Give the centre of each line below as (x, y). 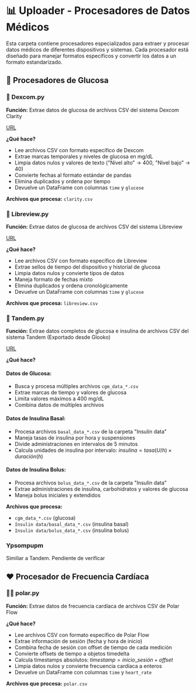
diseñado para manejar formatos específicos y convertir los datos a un (91, 56)
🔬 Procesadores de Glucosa (57, 80)
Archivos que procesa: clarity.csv (49, 198)
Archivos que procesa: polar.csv (47, 683)
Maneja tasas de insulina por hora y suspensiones (75, 438)
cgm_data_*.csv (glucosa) (45, 517)
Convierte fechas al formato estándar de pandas (73, 175)
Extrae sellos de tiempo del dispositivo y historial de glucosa (87, 267)
